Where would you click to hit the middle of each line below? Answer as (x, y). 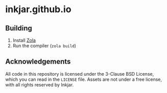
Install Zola (24, 40)
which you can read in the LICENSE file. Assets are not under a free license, (84, 79)
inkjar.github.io (38, 9)
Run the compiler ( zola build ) (44, 46)
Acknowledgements (38, 62)
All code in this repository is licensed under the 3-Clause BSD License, (80, 74)
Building (19, 28)
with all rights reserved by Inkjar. (40, 84)
